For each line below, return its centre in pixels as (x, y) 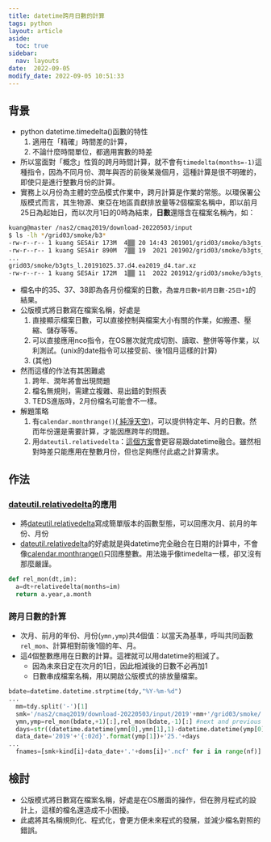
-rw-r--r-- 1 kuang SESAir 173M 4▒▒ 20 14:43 (88, 243)
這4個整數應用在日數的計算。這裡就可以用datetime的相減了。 (122, 656)
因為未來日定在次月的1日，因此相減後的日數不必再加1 (120, 666)
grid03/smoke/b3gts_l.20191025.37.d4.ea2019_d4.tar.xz (102, 265)
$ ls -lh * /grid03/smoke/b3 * (57, 235)
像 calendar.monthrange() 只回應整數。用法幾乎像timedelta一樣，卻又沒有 (141, 554)
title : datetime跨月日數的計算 (56, 16)
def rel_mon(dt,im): (43, 579)
